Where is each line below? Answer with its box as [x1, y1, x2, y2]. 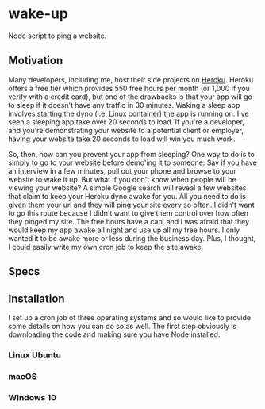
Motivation [8, 54, 63, 67]
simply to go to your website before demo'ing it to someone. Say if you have [8, 158, 258, 167]
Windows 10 [8, 392, 57, 403]
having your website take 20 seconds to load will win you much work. [8, 134, 236, 143]
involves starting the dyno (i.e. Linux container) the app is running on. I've [8, 109, 249, 118]
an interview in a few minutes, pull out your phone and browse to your [8, 166, 236, 175]
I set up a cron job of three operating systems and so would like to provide [8, 312, 252, 322]
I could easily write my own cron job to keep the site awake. [8, 242, 204, 251]
